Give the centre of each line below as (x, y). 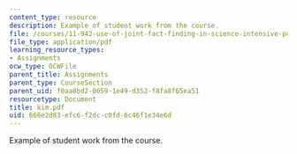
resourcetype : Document (53, 99)
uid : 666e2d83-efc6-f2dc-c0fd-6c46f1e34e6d (91, 115)
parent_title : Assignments (59, 75)
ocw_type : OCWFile (43, 67)
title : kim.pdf (37, 107)
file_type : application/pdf (61, 42)
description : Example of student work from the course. (114, 26)
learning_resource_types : (57, 50)
